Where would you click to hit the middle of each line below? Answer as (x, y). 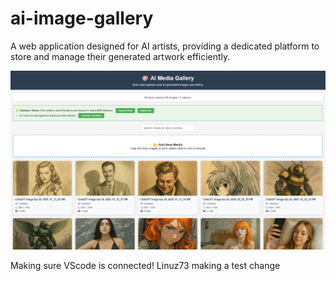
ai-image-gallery (82, 18)
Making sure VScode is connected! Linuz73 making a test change (145, 265)
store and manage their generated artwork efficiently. (120, 56)
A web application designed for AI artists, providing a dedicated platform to (165, 46)
